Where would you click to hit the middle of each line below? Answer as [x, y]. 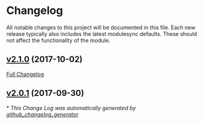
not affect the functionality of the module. [58, 40]
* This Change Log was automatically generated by [71, 108]
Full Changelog [25, 74]
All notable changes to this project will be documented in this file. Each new [101, 27]
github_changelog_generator [43, 114]
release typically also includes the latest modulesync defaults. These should [102, 33]
